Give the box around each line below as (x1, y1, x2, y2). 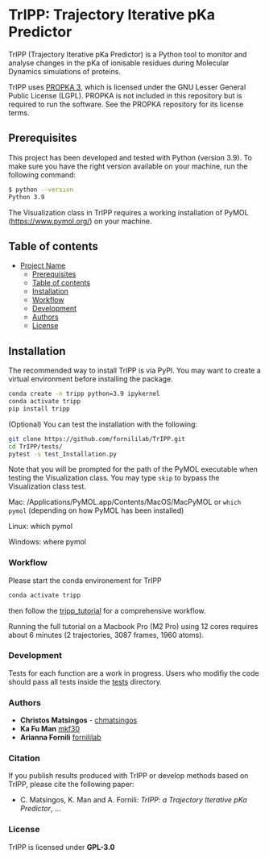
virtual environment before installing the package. (8, 374, 173, 384)
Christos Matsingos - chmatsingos (19, 715, 138, 725)
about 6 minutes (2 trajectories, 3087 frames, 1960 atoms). (8, 630, 204, 639)
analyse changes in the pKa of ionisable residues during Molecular (8, 58, 230, 68)
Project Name (19, 260, 66, 271)
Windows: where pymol (8, 537, 87, 547)
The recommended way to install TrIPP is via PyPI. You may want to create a (8, 365, 262, 376)
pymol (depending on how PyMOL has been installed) (8, 506, 184, 515)
